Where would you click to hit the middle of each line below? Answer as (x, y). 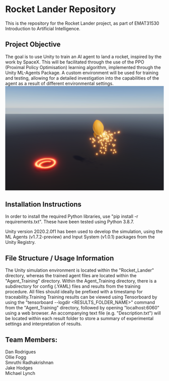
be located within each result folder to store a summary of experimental (79, 319)
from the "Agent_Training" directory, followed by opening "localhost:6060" (82, 308)
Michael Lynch (20, 373)
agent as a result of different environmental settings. (60, 83)
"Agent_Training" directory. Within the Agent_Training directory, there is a (81, 281)
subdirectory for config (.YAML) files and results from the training (73, 286)
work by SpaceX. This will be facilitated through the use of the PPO (75, 62)
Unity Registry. (21, 242)
